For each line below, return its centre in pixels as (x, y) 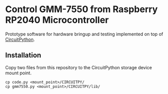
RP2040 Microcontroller (57, 20)
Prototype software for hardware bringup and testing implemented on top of (84, 34)
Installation (23, 55)
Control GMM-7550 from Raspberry (81, 9)
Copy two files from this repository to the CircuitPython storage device (79, 67)
